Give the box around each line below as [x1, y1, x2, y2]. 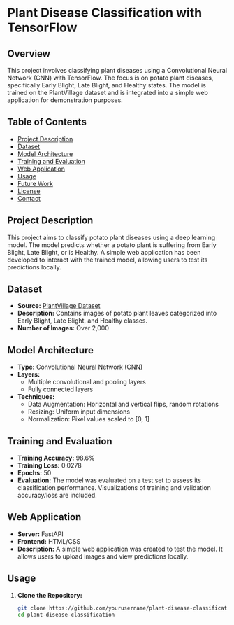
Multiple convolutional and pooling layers [27, 378, 147, 386]
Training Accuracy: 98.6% [17, 454, 96, 463]
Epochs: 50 [17, 469, 52, 477]
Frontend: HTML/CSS [17, 537, 81, 545]
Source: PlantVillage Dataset [17, 302, 101, 310]
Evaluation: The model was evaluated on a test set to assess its [17, 476, 201, 484]
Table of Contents [7, 116, 87, 128]
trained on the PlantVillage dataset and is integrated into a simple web [7, 89, 208, 97]
